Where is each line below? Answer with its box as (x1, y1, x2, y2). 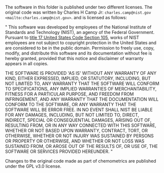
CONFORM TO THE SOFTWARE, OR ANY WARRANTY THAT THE (5, 102, 136, 107)
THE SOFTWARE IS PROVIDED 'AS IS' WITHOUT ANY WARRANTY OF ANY (5, 70, 157, 76)
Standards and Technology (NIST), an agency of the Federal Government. (5, 29, 155, 35)
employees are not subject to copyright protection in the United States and (5, 40, 157, 46)
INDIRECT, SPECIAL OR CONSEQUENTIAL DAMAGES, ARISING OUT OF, (5, 117, 152, 123)
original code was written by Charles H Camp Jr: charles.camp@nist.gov (5, 9, 151, 15)
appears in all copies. (5, 61, 48, 66)
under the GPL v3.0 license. (5, 163, 62, 169)
